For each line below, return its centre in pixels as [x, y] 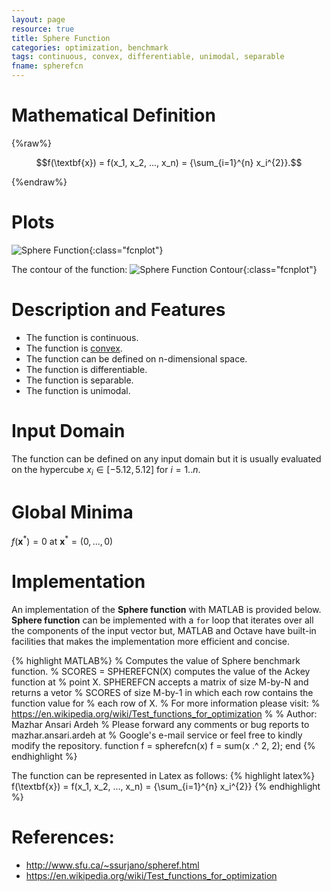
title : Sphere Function [61, 38]
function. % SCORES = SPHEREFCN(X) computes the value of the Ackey [161, 672]
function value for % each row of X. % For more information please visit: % [166, 703]
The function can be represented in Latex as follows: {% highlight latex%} [163, 776]
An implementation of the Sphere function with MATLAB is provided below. [166, 610]
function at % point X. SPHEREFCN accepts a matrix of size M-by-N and [160, 682]
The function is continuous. [82, 337]
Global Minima [72, 512]
